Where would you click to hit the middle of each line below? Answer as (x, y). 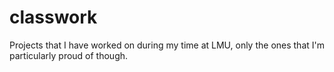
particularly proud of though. (69, 55)
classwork (53, 17)
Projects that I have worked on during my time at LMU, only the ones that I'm (167, 45)
